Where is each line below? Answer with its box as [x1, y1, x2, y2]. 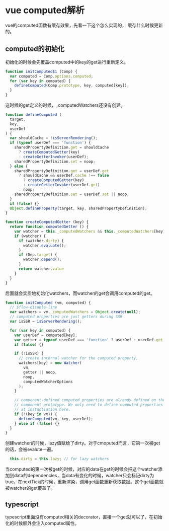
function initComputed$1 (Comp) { [5, 69, 78, 74]
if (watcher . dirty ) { [18, 238, 64, 243]
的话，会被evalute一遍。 [5, 446, 56, 452]
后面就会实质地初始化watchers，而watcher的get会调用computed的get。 [5, 290, 155, 296]
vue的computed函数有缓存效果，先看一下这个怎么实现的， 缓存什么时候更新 [5, 22, 163, 28]
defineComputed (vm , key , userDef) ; [18, 416, 94, 421]
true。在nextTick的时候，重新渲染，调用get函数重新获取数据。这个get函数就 [5, 479, 164, 485]
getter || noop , [23, 369, 57, 375]
